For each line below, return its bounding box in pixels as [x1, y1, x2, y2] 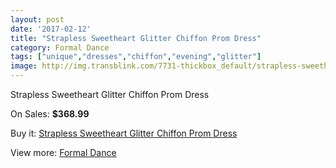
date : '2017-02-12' [10, 24, 92, 34]
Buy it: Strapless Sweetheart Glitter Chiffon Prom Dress [10, 127, 238, 139]
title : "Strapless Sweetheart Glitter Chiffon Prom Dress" [10, 33, 262, 43]
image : [10, 61, 38, 71]
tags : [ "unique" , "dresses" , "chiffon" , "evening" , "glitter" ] [10, 52, 262, 62]
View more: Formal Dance [10, 147, 117, 158]
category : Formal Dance [10, 42, 110, 53]
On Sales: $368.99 [10, 108, 90, 120]
